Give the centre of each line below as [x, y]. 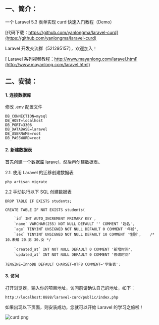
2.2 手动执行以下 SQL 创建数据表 [38, 192]
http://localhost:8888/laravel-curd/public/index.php [62, 297]
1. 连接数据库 [18, 95]
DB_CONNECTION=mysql [26, 116]
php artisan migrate [26, 182]
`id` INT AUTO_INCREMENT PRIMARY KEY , [55, 218]
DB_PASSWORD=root [23, 138]
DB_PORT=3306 [19, 125]
